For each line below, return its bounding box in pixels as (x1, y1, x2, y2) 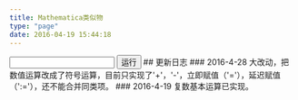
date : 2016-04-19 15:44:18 (9, 30, 112, 39)
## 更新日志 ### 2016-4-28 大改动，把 (143, 57, 290, 68)
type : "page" (9, 22, 59, 31)
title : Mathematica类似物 (9, 13, 104, 23)
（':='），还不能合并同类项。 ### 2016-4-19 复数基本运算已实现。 (9, 81, 254, 92)
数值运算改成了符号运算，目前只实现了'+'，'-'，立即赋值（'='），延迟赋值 (9, 69, 282, 81)
